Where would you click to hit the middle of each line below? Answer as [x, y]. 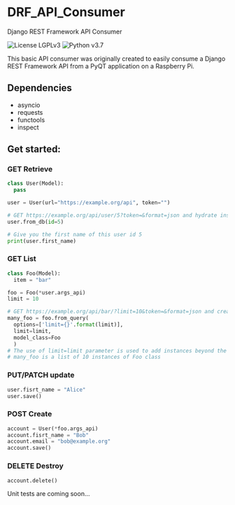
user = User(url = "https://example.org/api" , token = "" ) [89, 203]
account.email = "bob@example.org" [59, 441]
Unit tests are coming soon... [49, 494]
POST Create [30, 414]
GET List [22, 259]
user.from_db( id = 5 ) [36, 222]
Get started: [34, 149]
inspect [28, 127]
